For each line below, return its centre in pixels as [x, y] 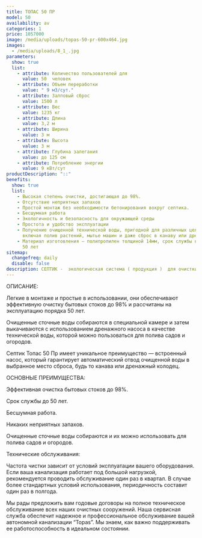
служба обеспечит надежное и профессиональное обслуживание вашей [100, 516]
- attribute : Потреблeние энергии [60, 163]
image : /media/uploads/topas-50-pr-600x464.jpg [67, 40]
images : [16, 46]
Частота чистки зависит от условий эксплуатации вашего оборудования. [100, 465]
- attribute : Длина [41, 118]
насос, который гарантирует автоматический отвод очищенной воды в [98, 359]
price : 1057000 [25, 34]
